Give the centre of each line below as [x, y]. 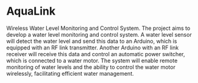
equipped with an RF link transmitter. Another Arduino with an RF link [93, 48]
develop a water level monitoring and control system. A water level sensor [99, 34]
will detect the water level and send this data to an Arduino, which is [92, 41]
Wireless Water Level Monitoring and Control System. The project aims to [98, 28]
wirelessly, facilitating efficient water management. [70, 73]
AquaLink [31, 11]
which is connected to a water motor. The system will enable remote [92, 60]
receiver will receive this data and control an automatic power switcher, [96, 54]
